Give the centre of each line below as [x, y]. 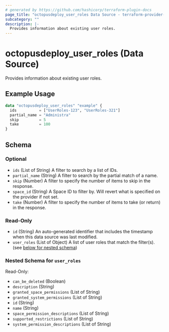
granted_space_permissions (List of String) [56, 292]
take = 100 [30, 124]
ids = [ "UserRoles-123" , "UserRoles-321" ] [65, 110]
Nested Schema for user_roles [43, 261]
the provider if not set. [35, 196]
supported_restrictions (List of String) [53, 319]
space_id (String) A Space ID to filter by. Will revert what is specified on [86, 191]
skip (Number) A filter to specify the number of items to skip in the [81, 181]
